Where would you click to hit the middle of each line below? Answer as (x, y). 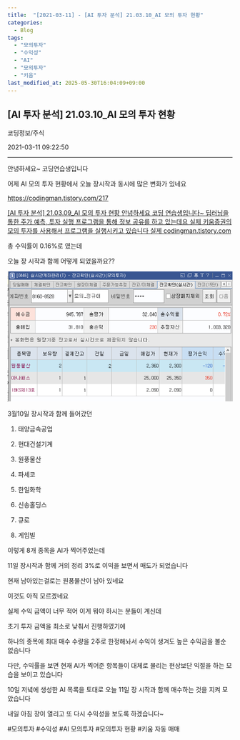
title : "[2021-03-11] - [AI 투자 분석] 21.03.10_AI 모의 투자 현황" (105, 15)
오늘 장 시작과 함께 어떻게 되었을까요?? (61, 261)
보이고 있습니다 (41, 674)
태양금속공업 (35, 429)
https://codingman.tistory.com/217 (58, 198)
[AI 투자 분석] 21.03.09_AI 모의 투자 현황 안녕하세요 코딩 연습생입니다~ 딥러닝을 (118, 213)
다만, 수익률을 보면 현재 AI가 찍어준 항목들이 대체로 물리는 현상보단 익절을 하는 (116, 665)
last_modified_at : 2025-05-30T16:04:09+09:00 (76, 83)
